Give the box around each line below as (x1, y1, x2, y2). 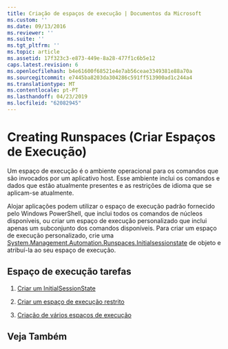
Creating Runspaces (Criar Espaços (7, 129, 216, 145)
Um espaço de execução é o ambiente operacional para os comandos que (7, 167, 219, 175)
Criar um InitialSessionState (17, 284, 96, 293)
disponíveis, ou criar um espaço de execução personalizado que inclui (7, 216, 207, 224)
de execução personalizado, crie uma (7, 231, 114, 240)
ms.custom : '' (7, 17, 48, 23)
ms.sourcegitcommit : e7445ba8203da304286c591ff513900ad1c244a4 (7, 74, 193, 81)
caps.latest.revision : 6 (7, 61, 79, 68)
